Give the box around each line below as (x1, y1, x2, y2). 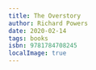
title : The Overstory (8, 11, 81, 20)
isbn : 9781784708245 (8, 42, 78, 50)
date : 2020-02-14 (8, 27, 67, 35)
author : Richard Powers (8, 19, 89, 27)
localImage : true (8, 49, 67, 57)
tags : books (8, 34, 48, 43)
